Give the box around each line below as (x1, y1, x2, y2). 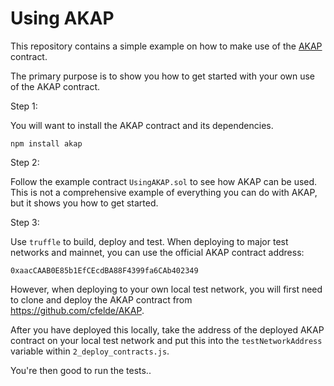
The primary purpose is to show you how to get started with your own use (10, 70, 316, 82)
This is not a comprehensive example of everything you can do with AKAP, (10, 186, 318, 198)
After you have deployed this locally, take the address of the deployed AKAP (10, 323, 325, 336)
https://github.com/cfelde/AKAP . (10, 304, 145, 316)
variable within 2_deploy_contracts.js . (10, 345, 170, 357)
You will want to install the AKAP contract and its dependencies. (10, 119, 274, 131)
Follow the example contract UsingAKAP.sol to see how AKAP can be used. (10, 175, 318, 187)
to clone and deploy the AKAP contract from (10, 293, 193, 306)
